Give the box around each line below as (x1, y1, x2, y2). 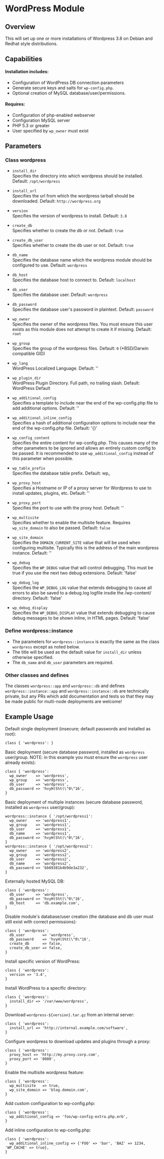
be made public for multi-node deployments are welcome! (5, 699, 122, 704)
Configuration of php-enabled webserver (12, 112, 95, 118)
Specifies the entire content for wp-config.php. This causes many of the (12, 440, 158, 446)
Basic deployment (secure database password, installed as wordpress (5, 749, 145, 755)
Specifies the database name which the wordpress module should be (12, 257, 152, 263)
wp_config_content (12, 435, 50, 441)
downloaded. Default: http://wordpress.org (12, 198, 101, 204)
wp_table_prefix (12, 466, 46, 471)
